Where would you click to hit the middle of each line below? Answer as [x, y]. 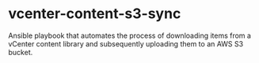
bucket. [21, 52]
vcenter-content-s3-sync [95, 14]
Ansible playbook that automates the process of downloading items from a [130, 35]
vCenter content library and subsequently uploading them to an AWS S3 [126, 43]
